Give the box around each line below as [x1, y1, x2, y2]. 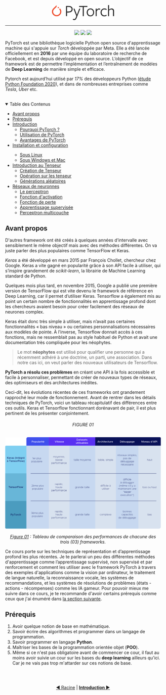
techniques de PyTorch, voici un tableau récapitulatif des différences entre [5, 400, 157, 406]
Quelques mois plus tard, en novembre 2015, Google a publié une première [5, 282, 158, 289]
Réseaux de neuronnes [12, 184, 60, 189]
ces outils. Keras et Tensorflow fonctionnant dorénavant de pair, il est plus [5, 405, 156, 411]
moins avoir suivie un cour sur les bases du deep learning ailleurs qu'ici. [12, 655, 161, 661]
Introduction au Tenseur [12, 162, 61, 168]
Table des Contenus [9, 101, 51, 107]
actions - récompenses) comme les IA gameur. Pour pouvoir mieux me [5, 585, 149, 591]
